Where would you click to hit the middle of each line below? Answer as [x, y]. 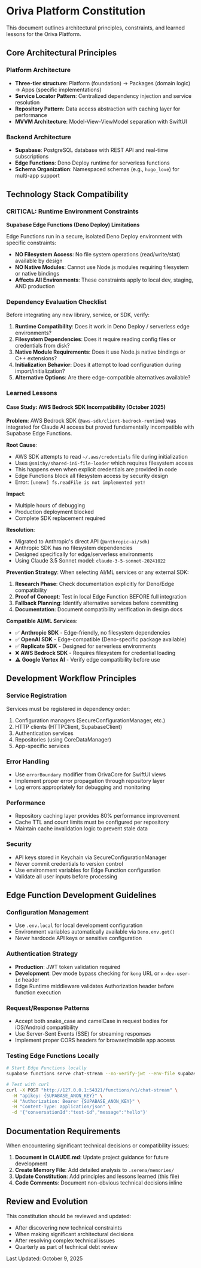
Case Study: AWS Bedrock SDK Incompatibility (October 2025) [86, 407]
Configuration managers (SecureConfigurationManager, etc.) [90, 720]
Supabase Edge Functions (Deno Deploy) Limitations [73, 225]
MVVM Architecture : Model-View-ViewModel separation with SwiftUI [101, 121]
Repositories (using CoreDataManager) [63, 739]
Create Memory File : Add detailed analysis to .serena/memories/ [95, 1170]
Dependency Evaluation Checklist [56, 301]
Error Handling [28, 761]
